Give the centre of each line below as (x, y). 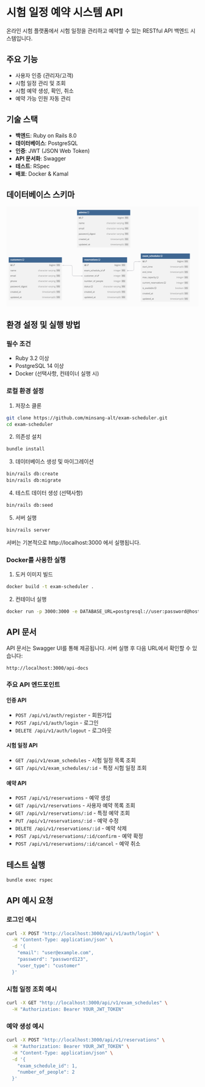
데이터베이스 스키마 (41, 194)
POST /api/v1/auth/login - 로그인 (57, 722)
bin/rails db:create (33, 474)
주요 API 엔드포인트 (33, 684)
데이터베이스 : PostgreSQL (46, 143)
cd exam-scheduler (30, 424)
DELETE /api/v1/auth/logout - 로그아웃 (63, 730)
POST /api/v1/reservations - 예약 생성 (63, 798)
